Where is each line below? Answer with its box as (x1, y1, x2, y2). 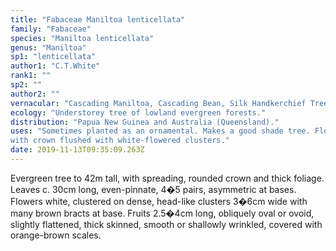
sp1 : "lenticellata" (10, 52, 97, 62)
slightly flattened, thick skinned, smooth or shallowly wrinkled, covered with (10, 218, 323, 230)
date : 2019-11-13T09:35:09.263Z (10, 145, 145, 155)
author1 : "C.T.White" (10, 61, 101, 71)
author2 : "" (10, 89, 60, 99)
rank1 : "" (10, 71, 52, 81)
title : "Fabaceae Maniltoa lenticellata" (10, 14, 186, 25)
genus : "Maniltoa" (10, 42, 87, 53)
